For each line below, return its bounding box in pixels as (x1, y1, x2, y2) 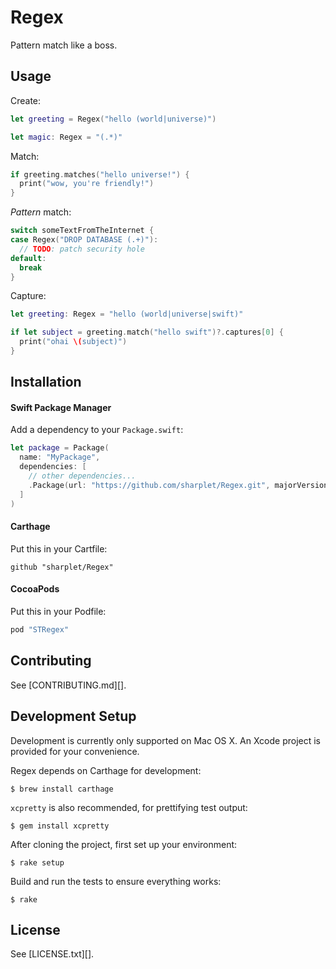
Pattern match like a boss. (10, 39, 118, 51)
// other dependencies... (28, 471, 137, 481)
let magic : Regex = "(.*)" (10, 132, 123, 142)
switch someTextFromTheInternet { (10, 226, 155, 236)
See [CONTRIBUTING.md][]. (10, 679, 127, 691)
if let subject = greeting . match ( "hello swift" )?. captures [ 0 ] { (10, 327, 284, 338)
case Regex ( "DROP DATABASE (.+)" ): (10, 235, 159, 245)
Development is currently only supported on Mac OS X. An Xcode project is (10, 734, 321, 746)
